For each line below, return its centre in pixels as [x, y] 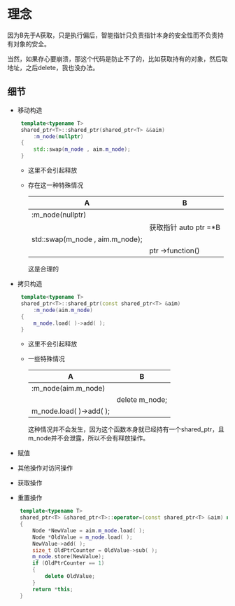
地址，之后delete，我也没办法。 [53, 67]
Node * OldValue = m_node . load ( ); [83, 537]
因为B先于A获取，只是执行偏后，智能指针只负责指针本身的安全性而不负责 [113, 35]
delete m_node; [142, 400]
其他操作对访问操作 [45, 468]
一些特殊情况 [46, 359]
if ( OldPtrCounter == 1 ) [69, 563]
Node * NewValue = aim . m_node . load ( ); [89, 530]
